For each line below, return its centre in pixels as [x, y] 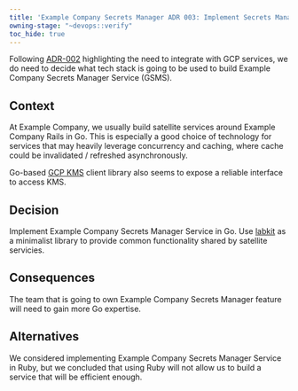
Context [32, 106]
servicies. [27, 250]
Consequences [52, 278]
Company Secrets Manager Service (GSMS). [91, 78]
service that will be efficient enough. [76, 377]
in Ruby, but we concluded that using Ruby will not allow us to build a [135, 367]
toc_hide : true [37, 34]
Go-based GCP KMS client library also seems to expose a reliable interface [146, 173]
